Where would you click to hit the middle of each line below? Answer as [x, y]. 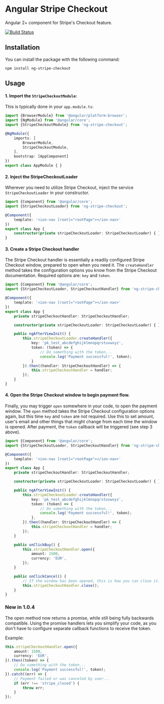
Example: [14, 638]
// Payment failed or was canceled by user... [62, 679]
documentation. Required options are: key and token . [58, 276]
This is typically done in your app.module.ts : [49, 107]
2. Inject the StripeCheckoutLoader [41, 176]
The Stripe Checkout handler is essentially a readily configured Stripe [75, 260]
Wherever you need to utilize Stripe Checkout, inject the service [69, 188]
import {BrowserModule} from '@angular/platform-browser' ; [66, 116]
